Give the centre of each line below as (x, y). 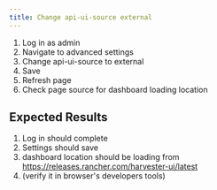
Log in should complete (65, 139)
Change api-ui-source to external (83, 61)
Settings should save (60, 148)
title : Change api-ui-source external (81, 17)
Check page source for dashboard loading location (115, 89)
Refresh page (47, 80)
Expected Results (58, 117)
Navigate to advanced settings (78, 52)
